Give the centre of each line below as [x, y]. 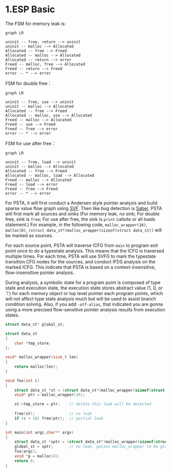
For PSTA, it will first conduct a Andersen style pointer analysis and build [81, 202]
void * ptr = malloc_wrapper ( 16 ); [50, 395]
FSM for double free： [29, 83]
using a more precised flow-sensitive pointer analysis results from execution [85, 309]
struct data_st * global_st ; [35, 324]
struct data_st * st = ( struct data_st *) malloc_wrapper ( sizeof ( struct [90, 390]
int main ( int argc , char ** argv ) [39, 432]
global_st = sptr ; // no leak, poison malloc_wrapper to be [86, 447]
